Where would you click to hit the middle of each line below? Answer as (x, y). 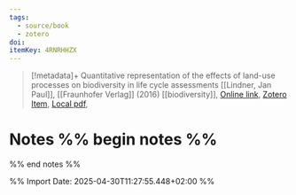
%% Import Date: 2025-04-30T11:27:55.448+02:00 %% (112, 182)
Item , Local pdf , (59, 104)
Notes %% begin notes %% (113, 140)
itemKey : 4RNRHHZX (43, 51)
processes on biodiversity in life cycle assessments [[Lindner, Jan (151, 85)
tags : (19, 17)
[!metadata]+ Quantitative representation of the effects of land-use (153, 75)
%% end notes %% (45, 164)
